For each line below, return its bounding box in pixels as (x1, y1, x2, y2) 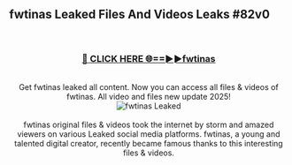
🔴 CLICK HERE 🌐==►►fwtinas (81, 52, 216, 64)
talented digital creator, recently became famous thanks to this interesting (14, 139, 283, 149)
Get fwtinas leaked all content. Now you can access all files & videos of (19, 82, 279, 93)
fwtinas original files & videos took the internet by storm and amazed (23, 119, 274, 131)
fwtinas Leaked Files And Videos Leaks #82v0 (9, 7, 270, 22)
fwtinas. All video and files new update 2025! (65, 92, 232, 102)
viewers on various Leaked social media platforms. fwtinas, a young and (17, 129, 280, 139)
